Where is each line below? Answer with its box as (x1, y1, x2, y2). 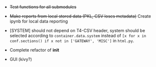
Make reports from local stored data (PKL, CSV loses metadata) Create (9, 13, 151, 19)
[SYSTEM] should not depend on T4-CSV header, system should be (9, 28, 145, 33)
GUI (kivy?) (9, 56, 32, 62)
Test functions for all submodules (9, 4, 77, 10)
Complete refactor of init (9, 47, 60, 53)
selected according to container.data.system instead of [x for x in (9, 33, 146, 38)
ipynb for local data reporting (9, 19, 68, 24)
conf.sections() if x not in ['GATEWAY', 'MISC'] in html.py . (9, 38, 134, 44)
